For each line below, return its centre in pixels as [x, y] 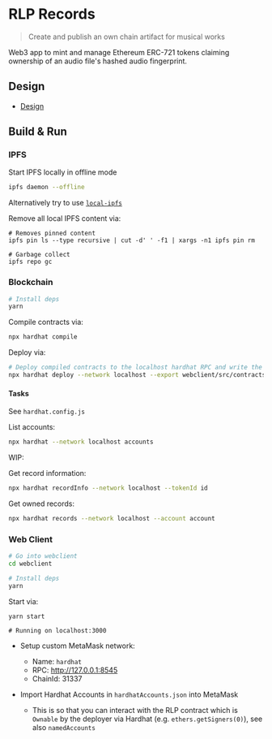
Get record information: [47, 473]
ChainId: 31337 [57, 678]
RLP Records [52, 14]
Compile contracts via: [46, 322]
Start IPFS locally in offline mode [63, 172]
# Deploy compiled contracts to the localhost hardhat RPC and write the [136, 367]
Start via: [23, 601]
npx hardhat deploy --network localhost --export [94, 375]
